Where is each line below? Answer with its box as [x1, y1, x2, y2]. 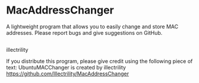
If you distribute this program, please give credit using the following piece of [6, 58, 193, 65]
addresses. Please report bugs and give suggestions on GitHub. [6, 29, 163, 36]
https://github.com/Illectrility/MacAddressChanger [6, 70, 129, 77]
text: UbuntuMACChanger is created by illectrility [6, 64, 127, 71]
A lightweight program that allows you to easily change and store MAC [6, 23, 179, 30]
